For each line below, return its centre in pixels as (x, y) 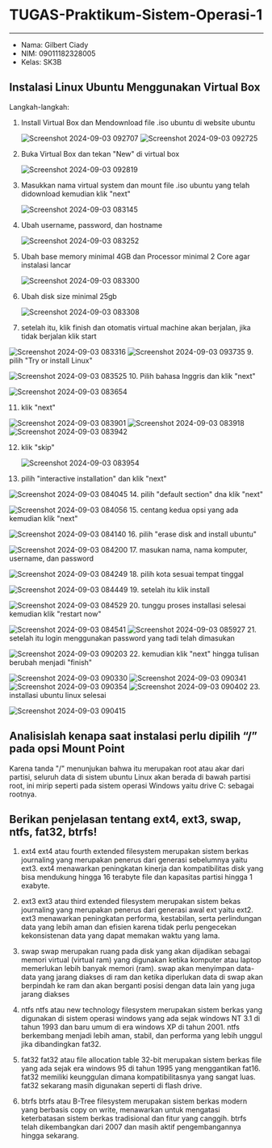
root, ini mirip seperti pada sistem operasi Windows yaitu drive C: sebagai (132, 785)
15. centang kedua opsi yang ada (184, 510)
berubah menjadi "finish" (50, 662)
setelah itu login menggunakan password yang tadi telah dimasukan (122, 638)
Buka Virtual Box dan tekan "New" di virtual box (100, 153)
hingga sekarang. (50, 1136)
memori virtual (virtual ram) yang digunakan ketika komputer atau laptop (141, 960)
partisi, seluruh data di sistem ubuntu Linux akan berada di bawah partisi (130, 776)
